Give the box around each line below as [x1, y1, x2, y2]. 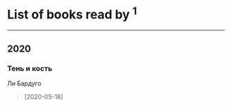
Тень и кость [7, 64, 53, 73]
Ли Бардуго [7, 79, 41, 87]
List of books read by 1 [7, 4, 137, 23]
